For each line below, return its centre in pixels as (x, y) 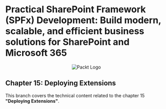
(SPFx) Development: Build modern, (83, 20)
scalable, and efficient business (75, 31)
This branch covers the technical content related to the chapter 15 (75, 95)
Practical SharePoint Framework (76, 9)
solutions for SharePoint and (68, 42)
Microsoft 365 (36, 53)
